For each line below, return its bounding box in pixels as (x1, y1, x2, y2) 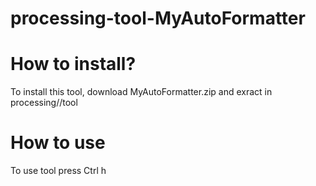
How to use (10, 132, 106, 154)
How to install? (10, 53, 137, 76)
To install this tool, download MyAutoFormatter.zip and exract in (10, 86, 273, 98)
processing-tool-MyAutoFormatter (10, 7, 306, 30)
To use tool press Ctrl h (10, 165, 107, 177)
